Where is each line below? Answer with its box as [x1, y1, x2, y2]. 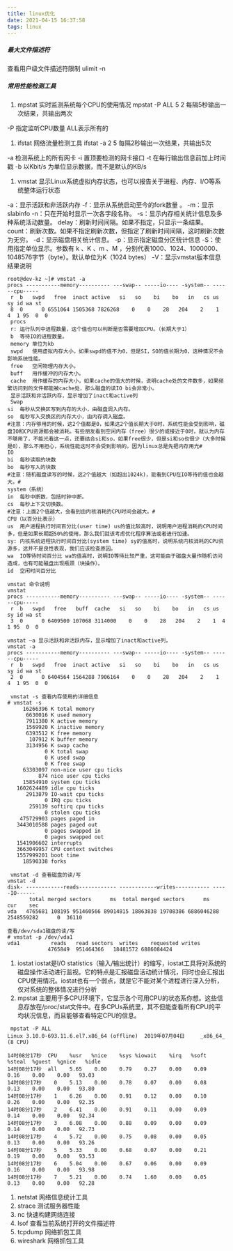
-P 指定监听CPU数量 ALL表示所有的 [7, 124, 109, 132]
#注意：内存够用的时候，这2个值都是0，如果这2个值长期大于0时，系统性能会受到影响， [7, 421, 220, 428]
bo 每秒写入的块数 [7, 464, 56, 471]
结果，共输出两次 [23, 109, 73, 118]
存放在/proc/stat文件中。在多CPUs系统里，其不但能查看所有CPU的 [23, 1003, 215, 1011]
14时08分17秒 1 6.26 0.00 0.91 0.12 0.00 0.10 [7, 1093, 207, 1100]
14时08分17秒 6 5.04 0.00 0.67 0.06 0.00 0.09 [7, 1160, 207, 1167]
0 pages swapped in [44, 827, 101, 835]
